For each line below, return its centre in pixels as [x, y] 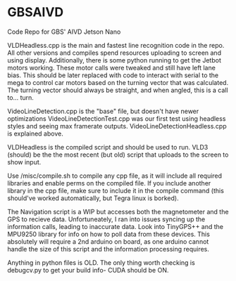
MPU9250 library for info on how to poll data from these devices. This [108, 234]
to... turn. [20, 97]
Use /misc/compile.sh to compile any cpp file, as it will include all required [115, 176]
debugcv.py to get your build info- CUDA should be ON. [88, 270]
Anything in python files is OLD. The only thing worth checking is [101, 262]
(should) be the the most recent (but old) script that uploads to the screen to [118, 155]
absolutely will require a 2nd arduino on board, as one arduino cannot [108, 241]
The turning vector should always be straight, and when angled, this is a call [118, 90]
